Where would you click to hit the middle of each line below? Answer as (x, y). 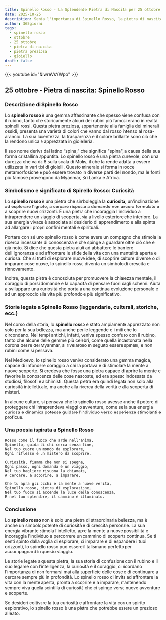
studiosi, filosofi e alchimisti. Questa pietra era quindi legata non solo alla (79, 381)
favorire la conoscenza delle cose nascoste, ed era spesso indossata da (79, 376)
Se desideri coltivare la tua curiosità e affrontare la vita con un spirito (75, 603)
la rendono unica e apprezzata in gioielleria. (50, 141)
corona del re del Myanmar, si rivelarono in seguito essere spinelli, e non (79, 345)
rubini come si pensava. (29, 350)
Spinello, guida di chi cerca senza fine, (49, 445)
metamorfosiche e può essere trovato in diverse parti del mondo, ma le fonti (83, 172)
